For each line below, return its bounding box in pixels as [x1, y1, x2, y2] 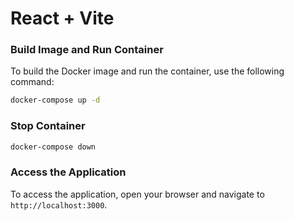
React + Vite [10, 7, 115, 30]
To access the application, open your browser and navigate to [10, 188, 265, 200]
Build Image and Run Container [10, 43, 164, 57]
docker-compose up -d [10, 95, 101, 106]
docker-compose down [10, 142, 97, 152]
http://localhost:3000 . [10, 198, 108, 211]
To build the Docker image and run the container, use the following [10, 65, 285, 77]
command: [10, 76, 55, 88]
